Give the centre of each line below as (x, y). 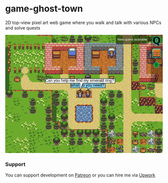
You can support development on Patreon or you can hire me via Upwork (80, 175)
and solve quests (23, 27)
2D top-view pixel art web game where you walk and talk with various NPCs (83, 22)
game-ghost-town (44, 9)
